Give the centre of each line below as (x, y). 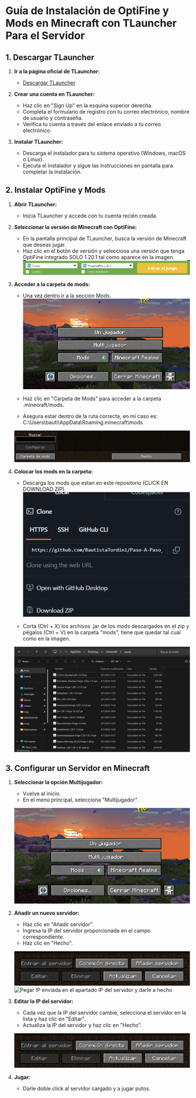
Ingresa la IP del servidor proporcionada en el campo (87, 930)
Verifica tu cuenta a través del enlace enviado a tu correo (92, 124)
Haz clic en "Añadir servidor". (58, 924)
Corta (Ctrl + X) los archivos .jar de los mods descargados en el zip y (106, 626)
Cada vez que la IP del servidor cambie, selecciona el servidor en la (104, 1012)
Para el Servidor (45, 36)
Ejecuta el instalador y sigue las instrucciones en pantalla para (98, 166)
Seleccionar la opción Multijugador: (58, 782)
